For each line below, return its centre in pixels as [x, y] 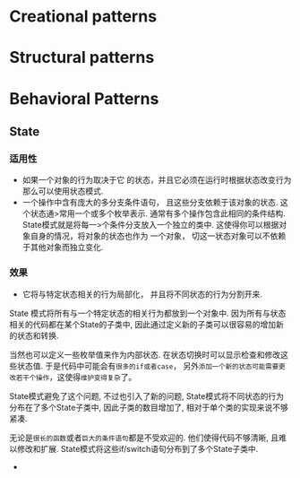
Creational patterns [83, 17]
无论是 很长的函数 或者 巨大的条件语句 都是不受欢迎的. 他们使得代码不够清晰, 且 [144, 438]
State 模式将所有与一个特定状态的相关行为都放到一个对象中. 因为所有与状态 [148, 313]
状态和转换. [38, 335]
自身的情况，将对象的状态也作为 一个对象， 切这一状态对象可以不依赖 [158, 236]
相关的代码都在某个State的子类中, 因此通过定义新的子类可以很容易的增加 [143, 324]
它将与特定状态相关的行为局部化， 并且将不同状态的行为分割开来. [142, 294]
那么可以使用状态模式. [63, 191]
